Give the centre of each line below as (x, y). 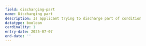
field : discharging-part (30, 9)
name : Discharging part (29, 14)
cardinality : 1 (20, 27)
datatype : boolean (23, 23)
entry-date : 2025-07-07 (29, 32)
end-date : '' (18, 36)
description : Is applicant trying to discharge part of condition (73, 18)
